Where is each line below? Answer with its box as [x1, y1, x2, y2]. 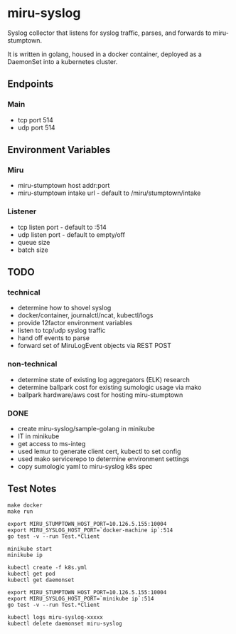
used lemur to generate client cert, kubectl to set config [17, 447, 181, 455]
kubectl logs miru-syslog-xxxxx [7, 613, 103, 620]
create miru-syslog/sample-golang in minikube [17, 424, 155, 433]
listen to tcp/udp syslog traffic [17, 326, 106, 335]
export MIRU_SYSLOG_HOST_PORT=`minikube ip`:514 [7, 595, 154, 602]
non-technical [7, 359, 58, 369]
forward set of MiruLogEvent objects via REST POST [17, 342, 172, 350]
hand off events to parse [17, 334, 90, 342]
